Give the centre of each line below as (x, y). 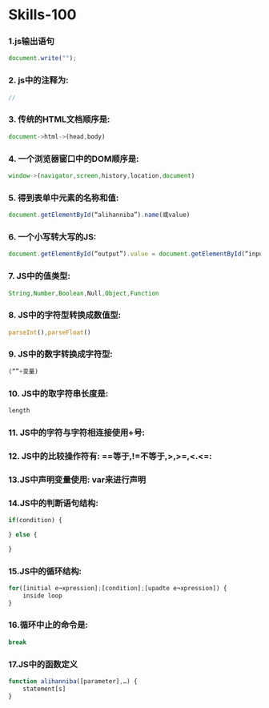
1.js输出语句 (31, 42)
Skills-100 (42, 15)
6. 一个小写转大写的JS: (52, 236)
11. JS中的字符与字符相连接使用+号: (77, 432)
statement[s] (44, 689)
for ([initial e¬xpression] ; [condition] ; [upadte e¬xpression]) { (118, 588)
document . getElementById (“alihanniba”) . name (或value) (99, 215)
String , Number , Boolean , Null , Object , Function (84, 293)
